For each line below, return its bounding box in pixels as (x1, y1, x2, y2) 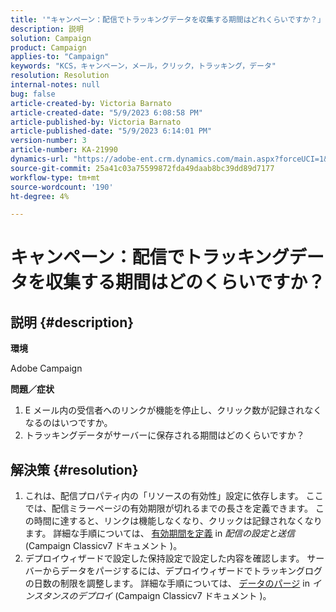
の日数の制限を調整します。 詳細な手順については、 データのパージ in (24, 577, 310, 590)
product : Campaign (10, 42, 87, 53)
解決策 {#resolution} (10, 461, 139, 478)
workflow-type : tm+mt (10, 172, 101, 183)
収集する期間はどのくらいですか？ (45, 271, 326, 294)
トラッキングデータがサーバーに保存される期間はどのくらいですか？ (24, 429, 305, 441)
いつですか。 (59, 417, 113, 429)
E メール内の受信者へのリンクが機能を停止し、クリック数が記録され (24, 404, 305, 416)
